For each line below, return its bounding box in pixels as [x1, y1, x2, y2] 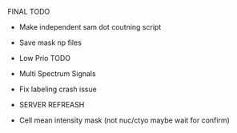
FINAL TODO [7, 7, 50, 16]
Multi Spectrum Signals [18, 69, 97, 79]
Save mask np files [18, 38, 82, 47]
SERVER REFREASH [18, 100, 85, 109]
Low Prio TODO [18, 54, 71, 62]
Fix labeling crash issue [18, 84, 97, 94]
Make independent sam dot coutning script [18, 22, 162, 31]
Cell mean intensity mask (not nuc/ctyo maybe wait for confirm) [18, 115, 230, 125]
